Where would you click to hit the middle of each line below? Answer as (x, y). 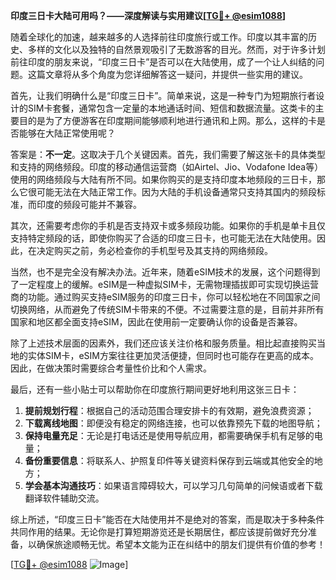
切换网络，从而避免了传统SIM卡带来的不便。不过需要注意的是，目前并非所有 (167, 309)
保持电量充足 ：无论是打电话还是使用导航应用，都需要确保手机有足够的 (169, 435)
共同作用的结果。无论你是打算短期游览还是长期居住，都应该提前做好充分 (159, 532)
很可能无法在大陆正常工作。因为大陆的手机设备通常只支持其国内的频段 (172, 192)
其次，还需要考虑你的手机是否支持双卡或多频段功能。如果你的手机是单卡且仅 (168, 225)
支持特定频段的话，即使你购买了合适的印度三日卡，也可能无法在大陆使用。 (163, 238)
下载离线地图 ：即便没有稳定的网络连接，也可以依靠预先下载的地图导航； (173, 423)
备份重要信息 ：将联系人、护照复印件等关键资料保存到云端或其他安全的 (169, 460)
